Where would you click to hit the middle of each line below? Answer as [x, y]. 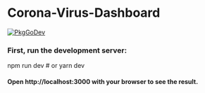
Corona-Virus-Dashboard [84, 13]
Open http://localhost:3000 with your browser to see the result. [103, 81]
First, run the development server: [67, 50]
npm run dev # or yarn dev [46, 66]
